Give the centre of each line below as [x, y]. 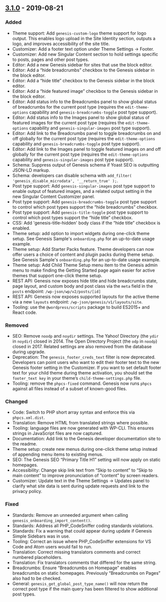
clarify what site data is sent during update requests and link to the [80, 486]
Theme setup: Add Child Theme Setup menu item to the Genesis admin [85, 265]
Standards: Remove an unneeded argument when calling [70, 515]
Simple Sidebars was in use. [41, 536]
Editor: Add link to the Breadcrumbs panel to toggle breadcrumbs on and [86, 133]
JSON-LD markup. [31, 170]
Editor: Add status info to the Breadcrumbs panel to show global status [84, 102]
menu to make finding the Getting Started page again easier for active [83, 270]
